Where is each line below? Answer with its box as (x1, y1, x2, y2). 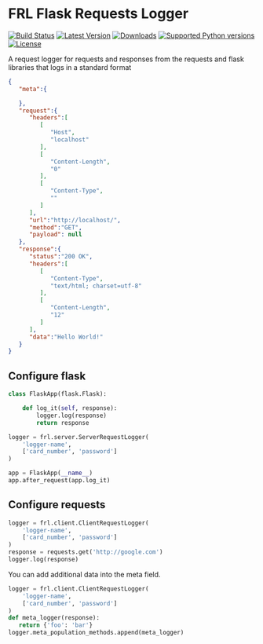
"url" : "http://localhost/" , (28, 216, 122, 224)
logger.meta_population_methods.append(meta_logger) (8, 629, 184, 637)
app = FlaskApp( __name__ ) (8, 469, 93, 478)
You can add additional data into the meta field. (8, 569, 161, 579)
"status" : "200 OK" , (28, 253, 93, 261)
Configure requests (8, 498, 106, 511)
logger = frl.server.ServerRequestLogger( (8, 433, 149, 441)
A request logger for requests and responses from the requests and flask (8, 54, 245, 64)
